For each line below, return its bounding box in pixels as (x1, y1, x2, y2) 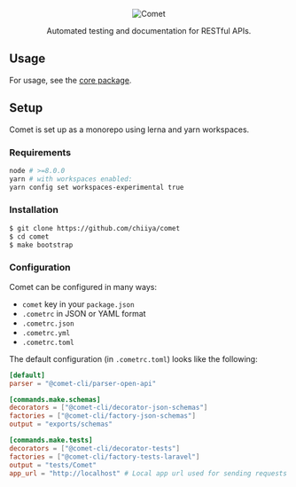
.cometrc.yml (21, 328, 71, 337)
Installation (9, 204, 59, 216)
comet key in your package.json (21, 298, 135, 310)
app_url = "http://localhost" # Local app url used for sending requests (9, 468, 288, 478)
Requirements (9, 146, 72, 159)
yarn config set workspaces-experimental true (9, 183, 184, 192)
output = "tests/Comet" (9, 460, 97, 469)
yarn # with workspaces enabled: (9, 174, 133, 184)
